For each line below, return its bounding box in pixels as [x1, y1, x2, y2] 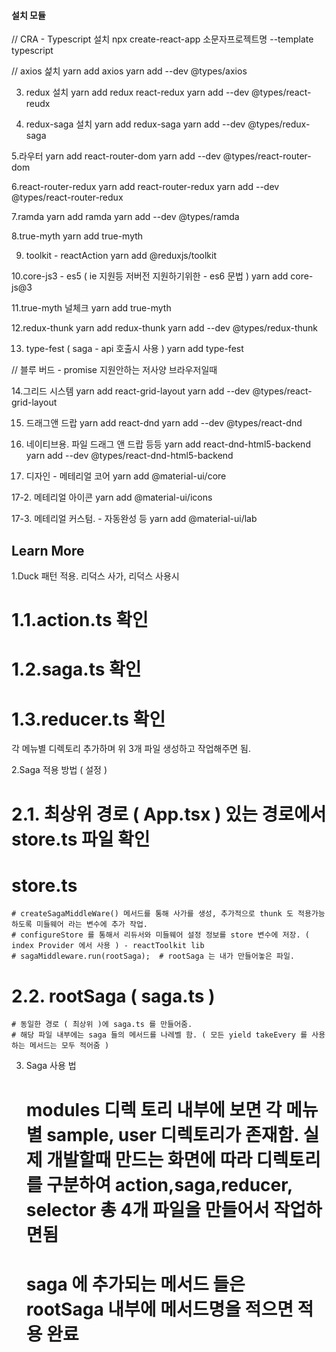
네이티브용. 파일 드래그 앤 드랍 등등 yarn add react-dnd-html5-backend [25, 438, 311, 450]
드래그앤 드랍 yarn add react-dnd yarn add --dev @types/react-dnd [25, 417, 303, 429]
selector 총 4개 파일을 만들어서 [25, 1198, 270, 1221]
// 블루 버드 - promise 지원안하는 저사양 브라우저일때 [11, 364, 218, 376]
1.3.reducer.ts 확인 [11, 708, 166, 730]
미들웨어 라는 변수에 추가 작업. [35, 920, 148, 930]
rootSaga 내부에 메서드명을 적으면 [25, 1298, 294, 1320]
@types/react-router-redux [11, 191, 124, 204]
